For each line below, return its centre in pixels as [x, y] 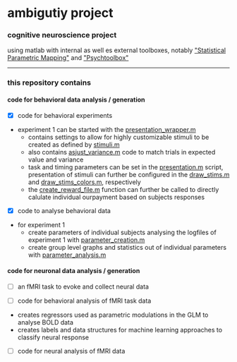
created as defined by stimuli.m [74, 144]
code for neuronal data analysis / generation [74, 271]
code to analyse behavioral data [64, 210]
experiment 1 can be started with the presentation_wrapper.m [107, 129]
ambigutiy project [61, 13]
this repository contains [49, 83]
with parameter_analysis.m [67, 255]
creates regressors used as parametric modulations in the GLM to [113, 315]
